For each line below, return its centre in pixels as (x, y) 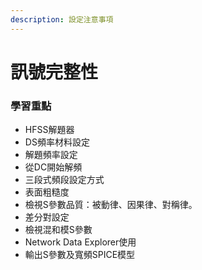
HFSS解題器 (49, 130)
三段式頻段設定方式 (64, 180)
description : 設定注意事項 (62, 19)
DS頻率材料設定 (57, 142)
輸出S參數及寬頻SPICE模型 (80, 255)
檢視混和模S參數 (58, 230)
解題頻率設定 (51, 155)
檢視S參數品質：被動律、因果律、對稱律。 (111, 205)
